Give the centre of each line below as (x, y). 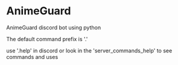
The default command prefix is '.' (47, 39)
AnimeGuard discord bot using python (54, 27)
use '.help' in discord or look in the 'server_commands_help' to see (89, 50)
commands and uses (32, 57)
